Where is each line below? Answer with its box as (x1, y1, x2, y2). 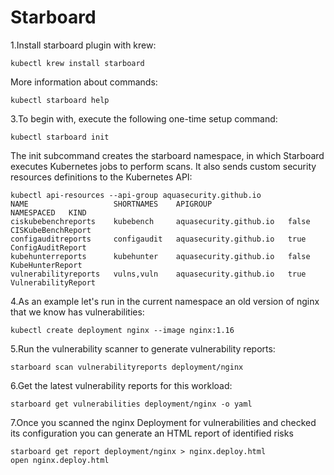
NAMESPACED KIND (10, 207, 87, 218)
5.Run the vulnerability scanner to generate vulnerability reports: (10, 342, 276, 355)
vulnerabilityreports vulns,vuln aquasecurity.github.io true (10, 269, 307, 279)
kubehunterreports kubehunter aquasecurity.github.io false (10, 251, 311, 261)
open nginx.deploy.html (10, 455, 110, 465)
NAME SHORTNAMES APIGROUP (10, 199, 213, 209)
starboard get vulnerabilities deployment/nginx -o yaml (10, 399, 253, 409)
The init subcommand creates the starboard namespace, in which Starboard (10, 149, 325, 161)
